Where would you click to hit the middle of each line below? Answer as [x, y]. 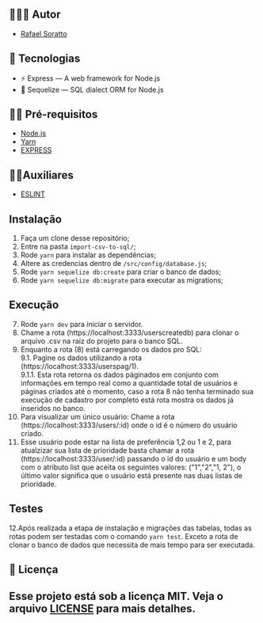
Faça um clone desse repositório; [75, 238]
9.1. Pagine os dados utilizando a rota [81, 358]
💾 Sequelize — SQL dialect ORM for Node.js [92, 89]
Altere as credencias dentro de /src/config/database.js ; [114, 264]
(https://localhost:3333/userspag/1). [80, 366]
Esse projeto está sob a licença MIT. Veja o [116, 596]
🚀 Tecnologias [45, 59]
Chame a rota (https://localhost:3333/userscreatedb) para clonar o [130, 332]
